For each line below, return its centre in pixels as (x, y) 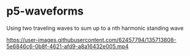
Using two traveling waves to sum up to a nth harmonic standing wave (95, 28)
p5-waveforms (45, 11)
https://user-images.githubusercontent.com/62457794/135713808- (91, 40)
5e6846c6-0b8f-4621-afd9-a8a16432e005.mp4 (67, 46)
